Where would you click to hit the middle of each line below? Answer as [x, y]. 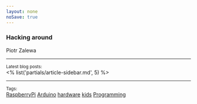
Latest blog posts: [24, 66]
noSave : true [22, 17]
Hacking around [29, 38]
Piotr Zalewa [21, 50]
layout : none [22, 11]
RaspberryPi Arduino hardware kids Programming [66, 94]
